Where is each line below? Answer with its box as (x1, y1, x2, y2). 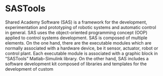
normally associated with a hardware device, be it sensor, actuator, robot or (5, 45, 159, 51)
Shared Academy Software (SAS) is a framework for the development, (5, 19, 148, 25)
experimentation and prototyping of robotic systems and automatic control (5, 24, 157, 30)
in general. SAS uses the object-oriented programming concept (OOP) (5, 29, 148, 35)
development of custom (5, 66, 54, 72)
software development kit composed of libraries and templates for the (5, 61, 147, 67)
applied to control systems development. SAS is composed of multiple (5, 35, 148, 41)
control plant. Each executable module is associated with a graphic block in (5, 50, 158, 56)
